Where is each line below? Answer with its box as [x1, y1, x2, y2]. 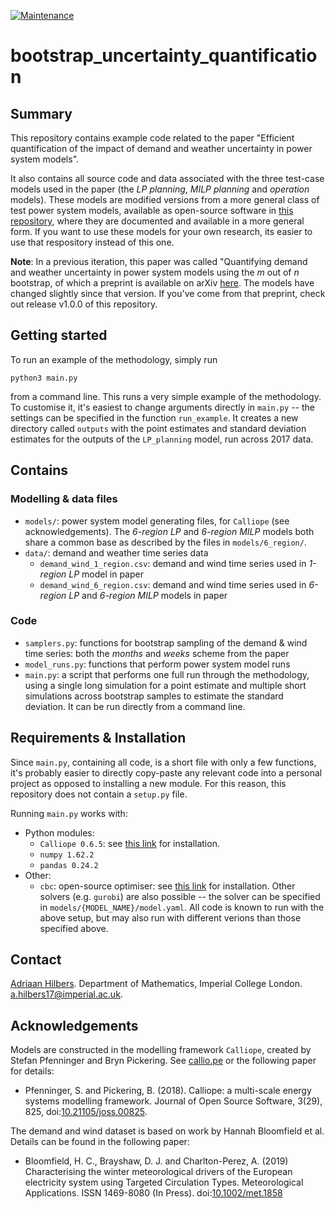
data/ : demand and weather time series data [24, 546, 209, 559]
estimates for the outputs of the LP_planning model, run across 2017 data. [10, 433, 314, 445]
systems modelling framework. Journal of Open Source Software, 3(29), [24, 1095, 323, 1107]
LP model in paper [68, 568, 144, 580]
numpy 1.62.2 [39, 850, 95, 860]
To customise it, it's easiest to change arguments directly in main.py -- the [10, 401, 315, 413]
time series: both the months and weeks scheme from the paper [24, 647, 290, 659]
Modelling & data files [10, 492, 118, 506]
